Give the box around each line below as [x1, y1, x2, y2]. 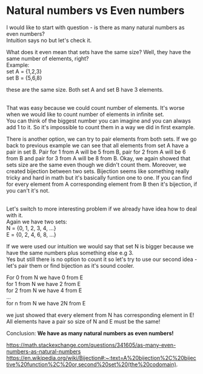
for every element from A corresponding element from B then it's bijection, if [6, 180, 198, 188]
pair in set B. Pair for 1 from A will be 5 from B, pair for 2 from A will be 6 [6, 148, 186, 155]
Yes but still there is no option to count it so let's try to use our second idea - [6, 256, 198, 263]
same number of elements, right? [6, 55, 89, 62]
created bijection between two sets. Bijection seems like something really [6, 168, 190, 175]
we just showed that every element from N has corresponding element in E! [6, 311, 195, 319]
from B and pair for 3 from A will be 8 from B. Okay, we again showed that [6, 154, 191, 161]
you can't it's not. [6, 186, 50, 194]
